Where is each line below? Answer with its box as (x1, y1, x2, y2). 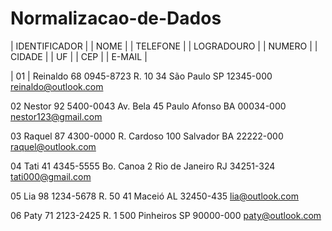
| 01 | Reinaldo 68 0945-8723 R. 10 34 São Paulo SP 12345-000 (10, 70, 273, 82)
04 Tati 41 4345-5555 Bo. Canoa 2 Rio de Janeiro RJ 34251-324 (10, 160, 276, 172)
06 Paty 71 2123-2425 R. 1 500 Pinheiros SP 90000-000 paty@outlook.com (10, 209, 322, 221)
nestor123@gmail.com (10, 110, 103, 122)
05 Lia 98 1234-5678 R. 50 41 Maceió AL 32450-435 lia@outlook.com (10, 190, 300, 202)
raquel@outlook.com (10, 140, 97, 152)
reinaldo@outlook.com (10, 80, 104, 92)
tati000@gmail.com (10, 170, 92, 182)
